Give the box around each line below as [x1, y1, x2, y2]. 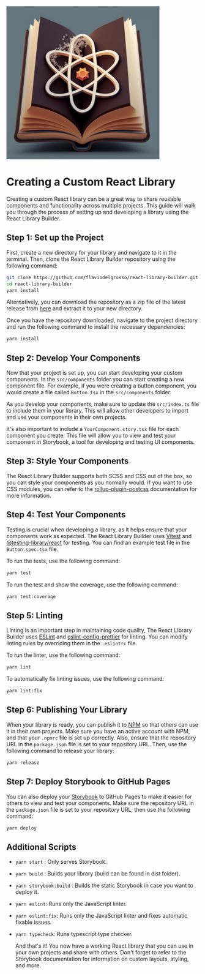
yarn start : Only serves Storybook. [15, 858, 107, 866]
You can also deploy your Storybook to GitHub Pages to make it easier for [6, 793, 192, 800]
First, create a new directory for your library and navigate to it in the [6, 249, 177, 256]
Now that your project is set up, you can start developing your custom [6, 369, 182, 376]
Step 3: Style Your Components [6, 456, 129, 466]
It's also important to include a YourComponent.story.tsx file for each [6, 425, 179, 433]
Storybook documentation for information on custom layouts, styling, [15, 955, 189, 963]
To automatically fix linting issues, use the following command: [6, 675, 165, 683]
